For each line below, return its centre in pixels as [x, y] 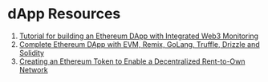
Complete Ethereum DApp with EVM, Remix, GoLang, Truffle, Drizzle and [139, 44]
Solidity [32, 53]
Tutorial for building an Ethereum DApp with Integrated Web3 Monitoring [138, 36]
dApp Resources [64, 14]
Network [34, 69]
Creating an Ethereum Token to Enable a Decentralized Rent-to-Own [132, 61]
